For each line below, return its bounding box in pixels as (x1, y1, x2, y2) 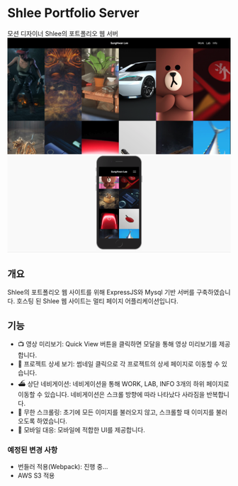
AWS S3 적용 (17, 471, 55, 480)
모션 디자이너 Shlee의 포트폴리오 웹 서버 (7, 29, 118, 38)
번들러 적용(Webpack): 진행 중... (17, 463, 108, 471)
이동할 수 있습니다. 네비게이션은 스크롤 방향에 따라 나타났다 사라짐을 (17, 390, 205, 399)
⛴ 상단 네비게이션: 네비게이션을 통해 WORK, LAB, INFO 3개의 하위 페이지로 (17, 380, 229, 388)
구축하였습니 (195, 288, 231, 297)
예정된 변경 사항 (7, 445, 58, 455)
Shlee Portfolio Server (7, 5, 140, 21)
